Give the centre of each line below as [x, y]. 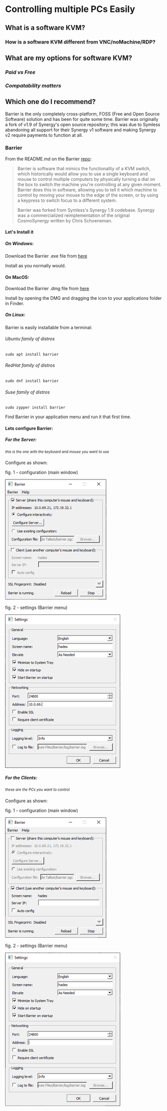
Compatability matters [33, 85]
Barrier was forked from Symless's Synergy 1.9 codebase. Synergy [86, 210]
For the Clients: [21, 778]
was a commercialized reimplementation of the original [74, 215]
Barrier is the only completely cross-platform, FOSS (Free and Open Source [83, 114]
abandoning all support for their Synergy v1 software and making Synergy [81, 130]
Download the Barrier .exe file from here [46, 256]
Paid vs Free [20, 72]
